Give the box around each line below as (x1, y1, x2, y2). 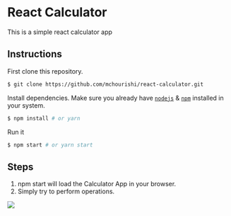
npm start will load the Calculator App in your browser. (17, 180, 177, 188)
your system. (7, 101, 46, 110)
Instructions (7, 48, 62, 60)
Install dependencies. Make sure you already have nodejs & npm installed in (7, 93, 224, 102)
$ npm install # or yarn (7, 115, 81, 122)
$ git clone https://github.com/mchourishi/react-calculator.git (7, 81, 203, 88)
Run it (7, 127, 25, 136)
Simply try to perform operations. (17, 187, 115, 195)
